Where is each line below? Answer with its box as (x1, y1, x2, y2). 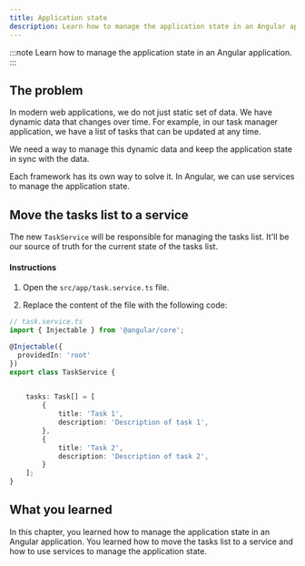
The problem (9, 83, 84, 98)
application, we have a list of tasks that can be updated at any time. (9, 126, 261, 137)
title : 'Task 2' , (57, 443, 124, 452)
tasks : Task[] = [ (25, 392, 95, 401)
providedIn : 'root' (17, 350, 92, 359)
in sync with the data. (9, 154, 90, 165)
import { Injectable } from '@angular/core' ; (9, 326, 184, 335)
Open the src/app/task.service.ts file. (22, 282, 170, 293)
